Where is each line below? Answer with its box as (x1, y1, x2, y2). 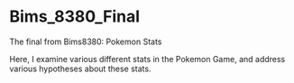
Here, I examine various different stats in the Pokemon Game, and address (9, 53, 286, 64)
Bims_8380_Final (9, 6, 141, 27)
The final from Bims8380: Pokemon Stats (9, 36, 162, 47)
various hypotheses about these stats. (9, 63, 152, 74)
